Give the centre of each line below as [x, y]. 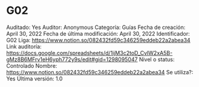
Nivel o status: [157, 59]
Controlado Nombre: [32, 66]
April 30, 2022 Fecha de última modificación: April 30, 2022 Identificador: [98, 33]
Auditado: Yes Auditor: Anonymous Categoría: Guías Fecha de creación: [96, 27]
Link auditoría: [24, 47]
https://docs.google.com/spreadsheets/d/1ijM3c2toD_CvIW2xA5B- [90, 53]
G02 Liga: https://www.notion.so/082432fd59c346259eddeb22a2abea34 [98, 40]
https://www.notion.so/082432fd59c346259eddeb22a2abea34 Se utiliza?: [100, 72]
